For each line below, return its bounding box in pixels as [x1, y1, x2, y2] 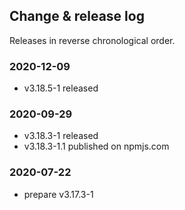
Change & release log [9, 8, 145, 25]
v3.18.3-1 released [23, 130, 99, 142]
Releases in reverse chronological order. [9, 34, 176, 46]
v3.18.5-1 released [23, 82, 99, 94]
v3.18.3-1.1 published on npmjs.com [23, 140, 170, 153]
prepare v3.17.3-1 [23, 188, 94, 200]
